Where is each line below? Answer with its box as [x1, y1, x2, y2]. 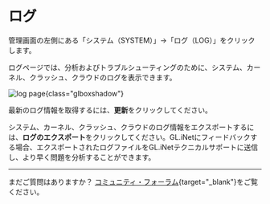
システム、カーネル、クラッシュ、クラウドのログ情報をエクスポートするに [8, 122, 255, 132]
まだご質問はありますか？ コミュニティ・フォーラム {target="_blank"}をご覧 [8, 177, 259, 186]
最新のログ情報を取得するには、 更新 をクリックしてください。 [8, 105, 213, 115]
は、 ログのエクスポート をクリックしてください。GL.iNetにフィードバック [8, 132, 251, 141]
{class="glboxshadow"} [45, 88, 125, 98]
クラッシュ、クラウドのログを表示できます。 [29, 72, 177, 82]
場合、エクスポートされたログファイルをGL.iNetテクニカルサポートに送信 [14, 142, 259, 152]
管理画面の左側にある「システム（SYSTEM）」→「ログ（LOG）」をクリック [8, 35, 256, 45]
